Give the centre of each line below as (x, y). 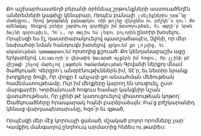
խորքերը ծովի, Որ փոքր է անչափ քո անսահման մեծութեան (90, 77)
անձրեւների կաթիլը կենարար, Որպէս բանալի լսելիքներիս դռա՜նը (96, 15)
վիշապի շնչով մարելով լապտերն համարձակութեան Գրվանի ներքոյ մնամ (94, 64)
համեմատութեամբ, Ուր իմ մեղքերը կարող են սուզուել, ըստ (89, 83)
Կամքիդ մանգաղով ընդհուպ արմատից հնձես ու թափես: (86, 127)
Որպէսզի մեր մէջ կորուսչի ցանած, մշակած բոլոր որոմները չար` (96, 120)
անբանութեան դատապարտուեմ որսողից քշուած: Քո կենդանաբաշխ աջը (96, 51)
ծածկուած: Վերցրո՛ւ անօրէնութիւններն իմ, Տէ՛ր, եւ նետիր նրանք (97, 70)
